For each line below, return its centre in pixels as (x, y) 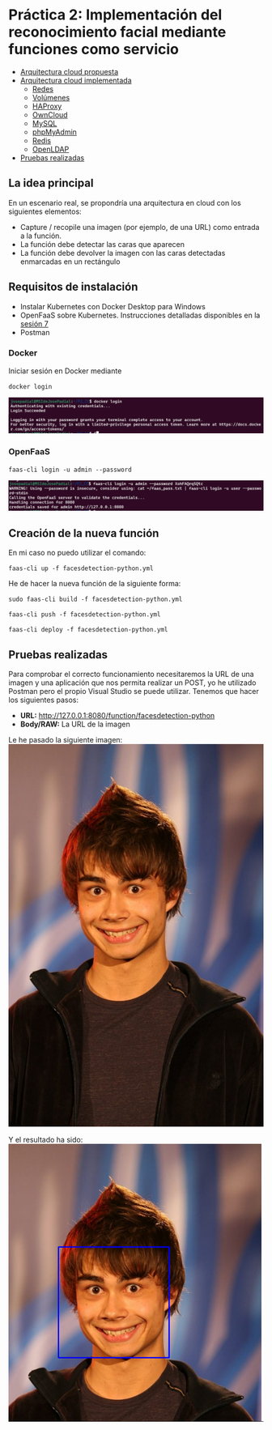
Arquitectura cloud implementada (76, 80)
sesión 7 (34, 323)
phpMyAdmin (54, 132)
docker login (30, 386)
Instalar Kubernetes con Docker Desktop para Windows (113, 306)
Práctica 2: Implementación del (115, 15)
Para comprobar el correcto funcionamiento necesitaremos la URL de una (131, 675)
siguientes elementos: (45, 211)
